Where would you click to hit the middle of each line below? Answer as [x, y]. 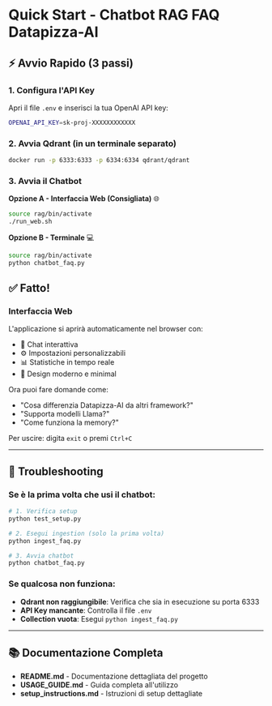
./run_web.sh [30, 222]
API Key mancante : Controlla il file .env [86, 610]
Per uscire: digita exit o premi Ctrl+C [70, 439]
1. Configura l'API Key [51, 90]
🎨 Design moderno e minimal [68, 374]
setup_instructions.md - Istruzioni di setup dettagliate [111, 694]
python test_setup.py [45, 519]
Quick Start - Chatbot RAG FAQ [114, 15]
